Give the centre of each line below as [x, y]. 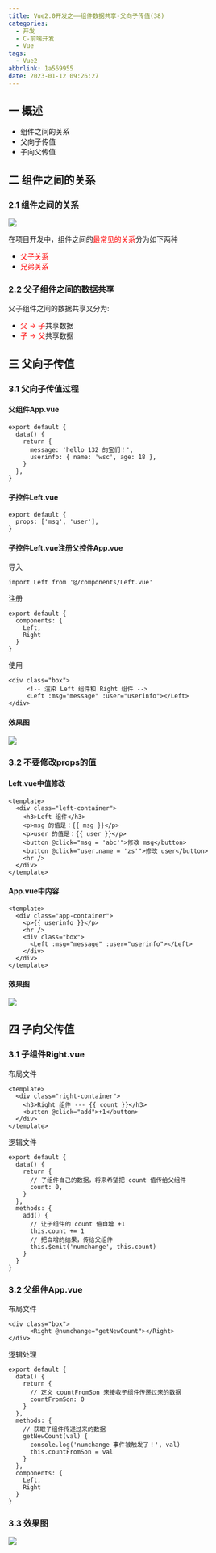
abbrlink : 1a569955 [41, 69]
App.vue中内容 [34, 891]
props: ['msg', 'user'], [57, 522]
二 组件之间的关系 [52, 180]
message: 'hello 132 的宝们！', [82, 449]
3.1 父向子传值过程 [44, 389]
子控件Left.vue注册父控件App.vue [66, 547]
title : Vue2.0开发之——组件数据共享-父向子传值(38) [87, 16]
